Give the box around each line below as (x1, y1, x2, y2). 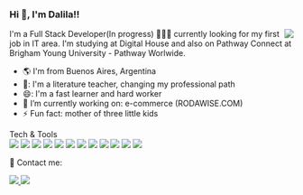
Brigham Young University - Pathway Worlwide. (9, 48, 187, 59)
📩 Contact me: (9, 157, 63, 168)
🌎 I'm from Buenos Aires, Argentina (22, 66, 156, 77)
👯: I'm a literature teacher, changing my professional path (22, 79, 236, 89)
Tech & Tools (9, 129, 58, 140)
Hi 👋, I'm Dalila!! (9, 8, 80, 21)
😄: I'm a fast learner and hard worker (22, 88, 162, 99)
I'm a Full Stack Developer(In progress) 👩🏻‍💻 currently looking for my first (9, 29, 280, 40)
